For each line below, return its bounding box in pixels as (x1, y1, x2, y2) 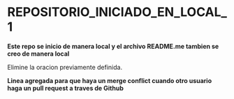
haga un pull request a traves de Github (7, 84, 124, 92)
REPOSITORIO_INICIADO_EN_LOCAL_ (7, 4, 227, 20)
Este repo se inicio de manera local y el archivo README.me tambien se (7, 42, 219, 50)
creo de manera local (7, 49, 70, 58)
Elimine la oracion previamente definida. (7, 63, 123, 71)
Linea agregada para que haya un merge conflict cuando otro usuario (7, 76, 212, 84)
